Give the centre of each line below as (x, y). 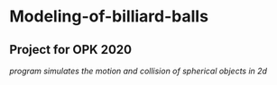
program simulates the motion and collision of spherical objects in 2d (138, 71)
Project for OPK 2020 (71, 50)
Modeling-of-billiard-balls (109, 17)
